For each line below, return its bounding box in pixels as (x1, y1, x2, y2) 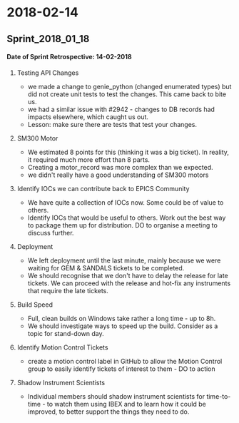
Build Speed (16, 300, 53, 309)
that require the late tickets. (27, 286, 108, 295)
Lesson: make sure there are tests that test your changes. (27, 120, 198, 128)
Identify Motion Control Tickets (16, 343, 108, 352)
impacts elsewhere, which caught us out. (27, 112, 149, 121)
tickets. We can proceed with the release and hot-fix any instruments (27, 279, 231, 287)
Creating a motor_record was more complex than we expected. (27, 163, 213, 171)
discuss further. (27, 228, 74, 237)
